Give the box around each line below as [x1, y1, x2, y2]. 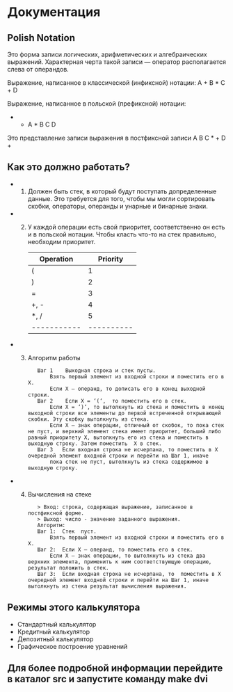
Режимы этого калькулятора [7, 602, 140, 613]
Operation [39, 254, 74, 264]
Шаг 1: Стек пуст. [37, 528, 97, 535]
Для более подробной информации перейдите [7, 662, 223, 675]
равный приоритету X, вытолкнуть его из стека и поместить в [27, 434, 209, 441]
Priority [97, 254, 124, 264]
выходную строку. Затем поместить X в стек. [27, 440, 162, 447]
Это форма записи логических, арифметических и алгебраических [7, 50, 207, 58]
